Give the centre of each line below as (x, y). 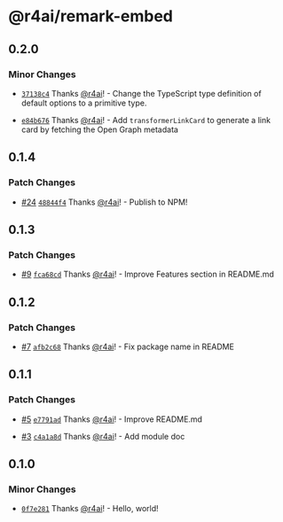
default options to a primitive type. (84, 103)
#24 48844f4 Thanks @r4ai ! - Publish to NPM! (104, 202)
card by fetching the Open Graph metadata (100, 129)
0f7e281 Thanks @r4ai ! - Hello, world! (90, 509)
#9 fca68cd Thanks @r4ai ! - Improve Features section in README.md (147, 274)
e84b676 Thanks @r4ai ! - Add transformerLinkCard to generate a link (146, 120)
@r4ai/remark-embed (91, 16)
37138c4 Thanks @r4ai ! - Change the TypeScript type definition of (141, 93)
